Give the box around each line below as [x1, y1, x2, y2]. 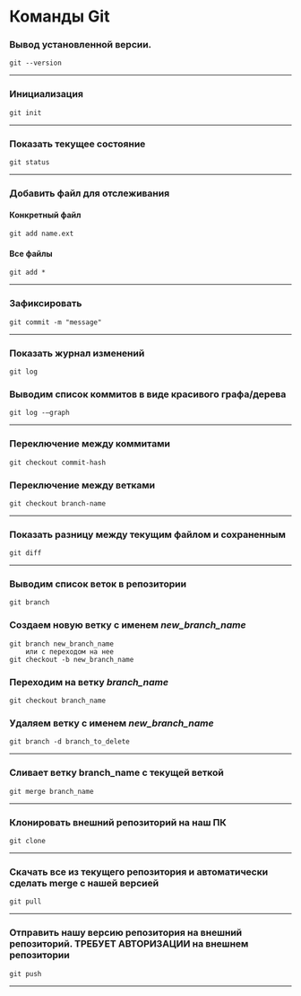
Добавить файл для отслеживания [9, 187, 170, 199]
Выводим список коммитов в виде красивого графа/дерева [9, 388, 287, 401]
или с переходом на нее [25, 647, 115, 657]
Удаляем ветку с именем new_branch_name [9, 717, 214, 729]
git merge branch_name [9, 787, 94, 796]
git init [9, 108, 42, 118]
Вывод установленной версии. [9, 39, 152, 51]
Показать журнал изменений [9, 347, 145, 359]
